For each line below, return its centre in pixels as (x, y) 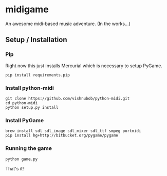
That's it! (15, 168)
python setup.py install (32, 107)
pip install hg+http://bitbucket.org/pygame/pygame (62, 135)
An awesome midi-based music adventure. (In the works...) (68, 24)
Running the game (29, 148)
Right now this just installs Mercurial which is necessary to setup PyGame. (84, 66)
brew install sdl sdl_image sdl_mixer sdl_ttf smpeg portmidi (73, 131)
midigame (27, 9)
